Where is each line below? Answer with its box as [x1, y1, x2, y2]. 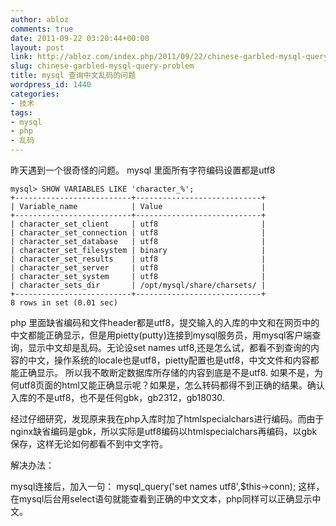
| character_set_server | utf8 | [10, 263, 267, 273]
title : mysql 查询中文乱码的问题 [10, 71, 137, 81]
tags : [10, 107, 33, 118]
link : [10, 52, 33, 62]
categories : [10, 89, 60, 99]
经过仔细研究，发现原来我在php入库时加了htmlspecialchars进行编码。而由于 [10, 413, 325, 425]
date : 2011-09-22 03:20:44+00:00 [10, 33, 150, 43]
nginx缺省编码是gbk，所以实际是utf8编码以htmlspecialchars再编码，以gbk [10, 426, 318, 437]
